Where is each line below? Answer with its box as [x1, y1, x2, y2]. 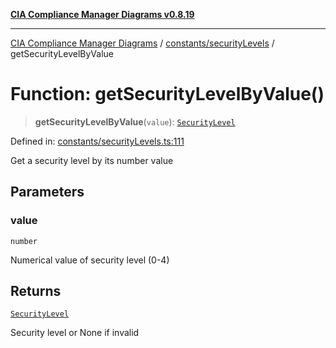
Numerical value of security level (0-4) [10, 254, 170, 266]
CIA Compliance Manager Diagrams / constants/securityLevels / [10, 37, 275, 49]
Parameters [10, 184, 85, 201]
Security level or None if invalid [10, 327, 140, 339]
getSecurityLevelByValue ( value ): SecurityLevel [34, 115, 236, 128]
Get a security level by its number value [10, 154, 174, 166]
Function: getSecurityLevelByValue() [10, 83, 325, 106]
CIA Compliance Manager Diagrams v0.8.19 [10, 9, 195, 20]
